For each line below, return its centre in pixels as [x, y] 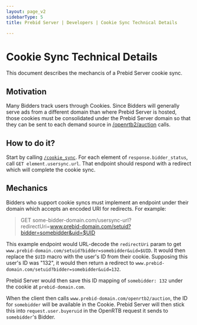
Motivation [26, 92]
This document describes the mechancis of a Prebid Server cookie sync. [94, 73]
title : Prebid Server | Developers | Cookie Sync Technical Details [92, 22]
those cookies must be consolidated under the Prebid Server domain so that [98, 118]
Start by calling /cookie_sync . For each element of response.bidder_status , [97, 157]
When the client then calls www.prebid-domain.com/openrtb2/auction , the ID [97, 298]
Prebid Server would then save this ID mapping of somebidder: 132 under [95, 280]
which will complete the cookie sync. [51, 170]
